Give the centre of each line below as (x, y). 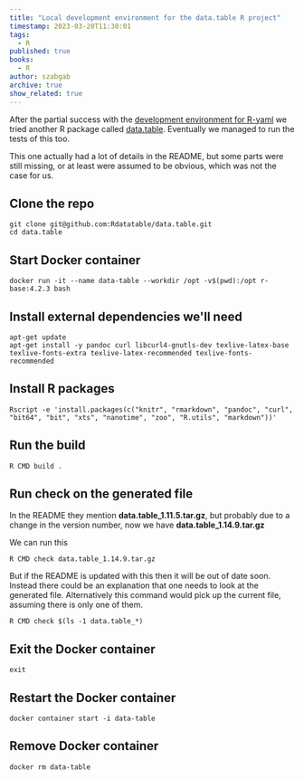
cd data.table (36, 233)
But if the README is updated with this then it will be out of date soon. (140, 576)
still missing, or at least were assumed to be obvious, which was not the (143, 166)
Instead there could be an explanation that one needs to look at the (134, 585)
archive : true (36, 85)
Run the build (47, 446)
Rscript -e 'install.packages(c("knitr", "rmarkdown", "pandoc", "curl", (152, 409)
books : (22, 60)
